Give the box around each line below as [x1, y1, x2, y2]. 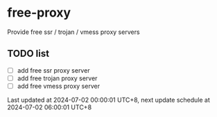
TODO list [7, 48, 50, 60]
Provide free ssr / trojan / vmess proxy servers [7, 28, 140, 36]
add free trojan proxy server [17, 74, 98, 82]
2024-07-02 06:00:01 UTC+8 [7, 102, 92, 111]
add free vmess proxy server [17, 82, 101, 90]
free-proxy [7, 5, 71, 21]
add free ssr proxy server [17, 66, 90, 74]
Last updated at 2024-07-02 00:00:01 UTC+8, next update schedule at [7, 96, 210, 104]
